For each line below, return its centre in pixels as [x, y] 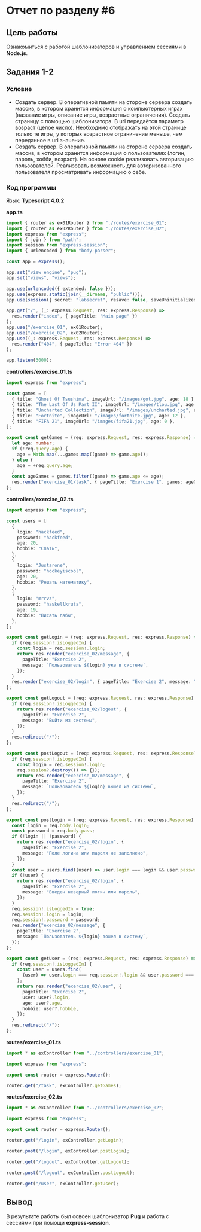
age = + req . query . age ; [45, 465]
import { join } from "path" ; [44, 240]
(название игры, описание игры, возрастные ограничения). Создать [102, 115]
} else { [22, 460]
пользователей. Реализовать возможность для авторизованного [98, 166]
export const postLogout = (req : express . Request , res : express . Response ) [101, 754]
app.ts [14, 212]
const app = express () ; [36, 262]
